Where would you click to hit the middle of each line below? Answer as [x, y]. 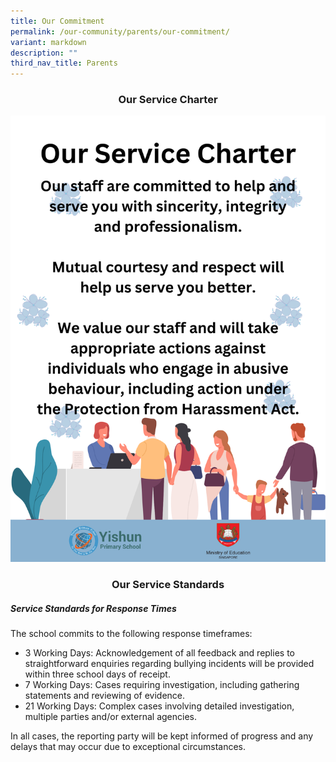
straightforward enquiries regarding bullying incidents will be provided [169, 664]
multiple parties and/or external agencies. [111, 717]
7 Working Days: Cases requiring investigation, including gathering [162, 685]
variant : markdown [48, 42]
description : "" [44, 53]
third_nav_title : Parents [64, 63]
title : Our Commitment [57, 21]
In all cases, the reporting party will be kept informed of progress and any [162, 736]
